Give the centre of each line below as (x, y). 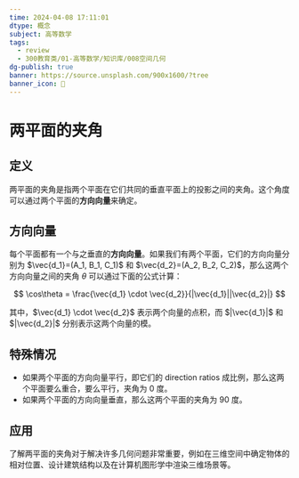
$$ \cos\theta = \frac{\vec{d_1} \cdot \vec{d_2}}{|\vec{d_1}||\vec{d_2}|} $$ (149, 294)
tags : (19, 42)
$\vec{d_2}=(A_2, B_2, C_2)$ (189, 265)
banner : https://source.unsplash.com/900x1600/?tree (109, 76)
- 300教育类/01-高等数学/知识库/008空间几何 (92, 59)
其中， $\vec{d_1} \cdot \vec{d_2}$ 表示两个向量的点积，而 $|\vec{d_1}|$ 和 (146, 312)
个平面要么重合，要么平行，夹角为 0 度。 (97, 389)
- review (33, 51)
